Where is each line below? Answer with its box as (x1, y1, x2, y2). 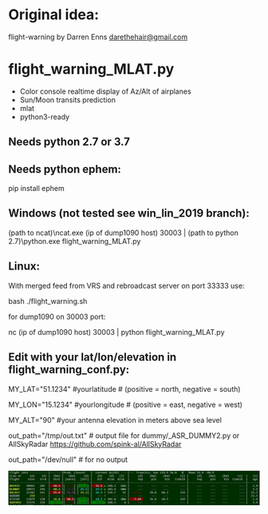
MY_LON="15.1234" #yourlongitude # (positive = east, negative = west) (8, 400, 243, 409)
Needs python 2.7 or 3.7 (8, 135, 130, 149)
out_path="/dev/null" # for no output (8, 454, 128, 464)
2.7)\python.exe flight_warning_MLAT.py (8, 236, 141, 245)
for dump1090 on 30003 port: (8, 312, 106, 321)
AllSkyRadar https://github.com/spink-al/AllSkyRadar (8, 439, 182, 448)
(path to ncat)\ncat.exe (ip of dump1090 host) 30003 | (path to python (8, 228, 239, 237)
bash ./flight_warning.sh (8, 296, 88, 305)
